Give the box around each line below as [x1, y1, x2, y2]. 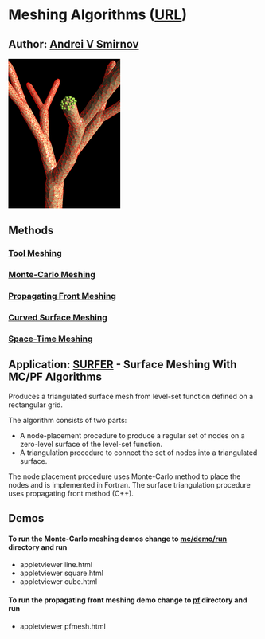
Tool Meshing [8, 248, 62, 259]
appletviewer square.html [19, 568, 103, 578]
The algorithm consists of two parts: [8, 415, 127, 425]
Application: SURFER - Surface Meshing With [8, 358, 237, 371]
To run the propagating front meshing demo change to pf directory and [8, 595, 248, 605]
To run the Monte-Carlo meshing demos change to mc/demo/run [8, 534, 228, 543]
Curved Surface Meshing [8, 312, 107, 323]
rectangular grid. [8, 400, 64, 410]
